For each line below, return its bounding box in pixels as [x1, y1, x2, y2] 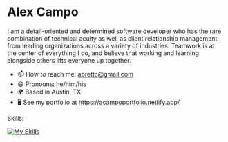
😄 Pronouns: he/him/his [17, 80, 86, 88]
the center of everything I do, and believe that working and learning [7, 49, 199, 57]
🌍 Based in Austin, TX [17, 88, 82, 96]
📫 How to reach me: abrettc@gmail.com [17, 70, 133, 78]
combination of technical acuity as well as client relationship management [7, 34, 218, 42]
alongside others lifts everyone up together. [7, 56, 131, 64]
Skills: [7, 114, 24, 122]
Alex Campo [7, 4, 79, 20]
